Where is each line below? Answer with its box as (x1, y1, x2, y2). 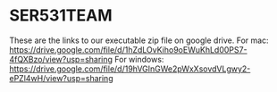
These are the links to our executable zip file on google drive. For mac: (9, 35, 270, 46)
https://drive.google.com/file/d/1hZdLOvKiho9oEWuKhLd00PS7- (9, 44, 248, 54)
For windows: (114, 54, 164, 64)
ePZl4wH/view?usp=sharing (9, 72, 113, 83)
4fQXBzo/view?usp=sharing (9, 54, 113, 64)
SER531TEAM (9, 5, 113, 26)
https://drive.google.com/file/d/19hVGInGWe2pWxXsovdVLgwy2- (9, 63, 251, 74)
